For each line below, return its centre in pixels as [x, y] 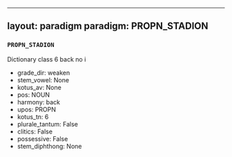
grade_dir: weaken [43, 73]
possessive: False [42, 138]
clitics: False [35, 131]
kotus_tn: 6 [33, 117]
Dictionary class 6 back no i [47, 59]
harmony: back [39, 102]
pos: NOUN [33, 95]
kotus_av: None [39, 87]
